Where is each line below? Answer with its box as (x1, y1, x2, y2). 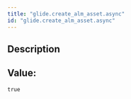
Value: (7, 67, 37, 79)
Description (7, 43, 60, 55)
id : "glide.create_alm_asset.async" (7, 17, 115, 24)
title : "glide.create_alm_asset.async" (7, 10, 125, 18)
